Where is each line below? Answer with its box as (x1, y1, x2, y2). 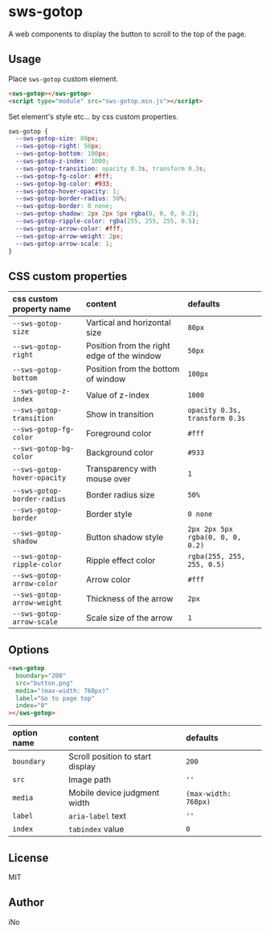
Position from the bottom (85, 364, 180, 375)
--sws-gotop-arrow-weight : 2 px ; (15, 232, 125, 240)
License (8, 851, 49, 864)
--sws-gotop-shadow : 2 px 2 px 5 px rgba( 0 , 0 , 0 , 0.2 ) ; (15, 210, 199, 218)
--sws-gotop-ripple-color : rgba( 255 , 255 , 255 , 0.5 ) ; (15, 217, 199, 225)
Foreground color (85, 428, 152, 439)
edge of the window (85, 350, 162, 361)
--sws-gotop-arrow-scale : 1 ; (15, 239, 113, 248)
